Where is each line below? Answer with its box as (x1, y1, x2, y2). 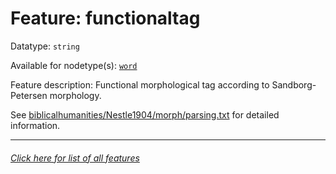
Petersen (10, 89, 48, 101)
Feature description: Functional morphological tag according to (10, 78, 270, 91)
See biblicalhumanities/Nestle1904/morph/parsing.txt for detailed (10, 108, 280, 121)
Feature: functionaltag (10, 7, 201, 30)
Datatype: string (10, 40, 80, 52)
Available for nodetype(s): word (10, 59, 138, 71)
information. (10, 119, 61, 131)
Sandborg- (271, 78, 317, 91)
